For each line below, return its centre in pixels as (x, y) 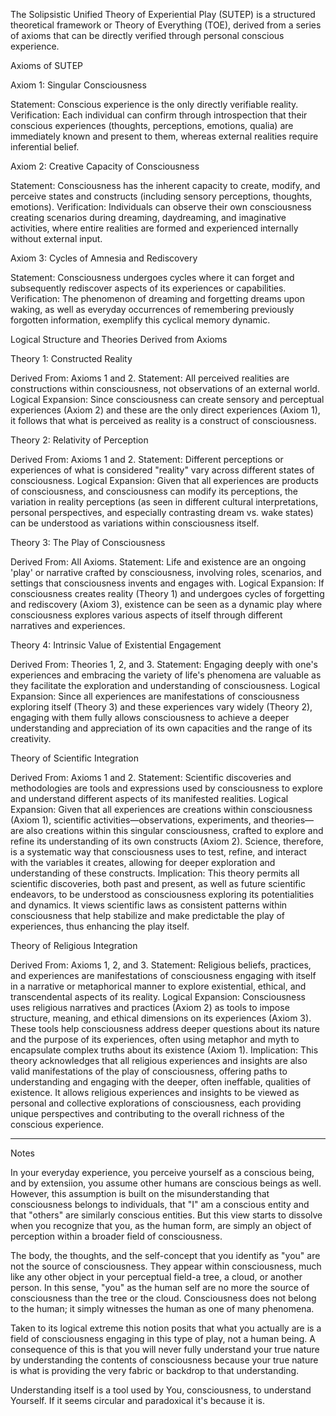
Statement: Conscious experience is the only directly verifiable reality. (154, 104)
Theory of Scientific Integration (74, 758)
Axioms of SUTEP (46, 65)
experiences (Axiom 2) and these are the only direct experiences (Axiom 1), (165, 410)
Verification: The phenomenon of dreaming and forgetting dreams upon (158, 298)
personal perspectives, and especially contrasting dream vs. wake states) (162, 512)
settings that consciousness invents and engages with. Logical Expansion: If (167, 583)
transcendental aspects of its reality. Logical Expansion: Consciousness (158, 997)
